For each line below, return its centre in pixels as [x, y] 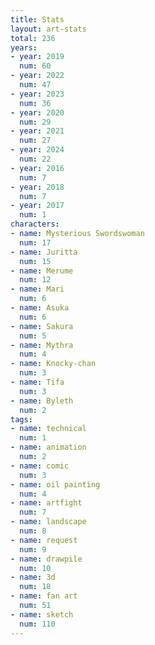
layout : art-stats [48, 29]
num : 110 [37, 624]
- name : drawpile [46, 559]
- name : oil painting [55, 484]
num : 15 [35, 261]
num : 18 [35, 587]
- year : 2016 [37, 168]
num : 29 [35, 122]
